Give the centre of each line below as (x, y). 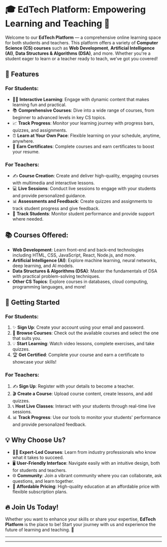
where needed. (28, 219)
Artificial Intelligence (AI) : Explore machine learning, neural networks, (84, 260)
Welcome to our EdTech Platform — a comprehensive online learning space (83, 37)
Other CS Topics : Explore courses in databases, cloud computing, (80, 281)
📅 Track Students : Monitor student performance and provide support (83, 213)
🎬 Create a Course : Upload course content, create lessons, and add (82, 394)
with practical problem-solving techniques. (56, 276)
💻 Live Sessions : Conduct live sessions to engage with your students (84, 188)
